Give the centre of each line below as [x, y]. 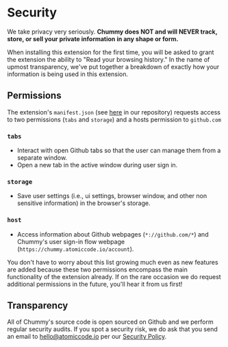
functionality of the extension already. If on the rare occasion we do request [114, 276]
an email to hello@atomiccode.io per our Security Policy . [87, 337]
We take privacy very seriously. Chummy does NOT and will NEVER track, [112, 32]
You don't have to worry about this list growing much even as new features [113, 262]
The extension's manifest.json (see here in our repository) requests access [114, 112]
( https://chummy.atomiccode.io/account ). [75, 249]
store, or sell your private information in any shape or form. [93, 38]
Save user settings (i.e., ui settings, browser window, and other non [112, 196]
